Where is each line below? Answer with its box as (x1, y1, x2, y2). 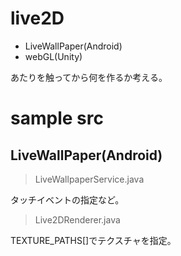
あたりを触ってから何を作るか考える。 (10, 71, 168, 83)
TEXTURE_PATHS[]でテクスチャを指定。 (10, 234, 177, 246)
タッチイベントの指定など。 (10, 193, 125, 206)
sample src (10, 107, 104, 130)
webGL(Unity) (24, 50, 83, 62)
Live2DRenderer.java (34, 213, 121, 226)
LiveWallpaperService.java (34, 173, 145, 185)
